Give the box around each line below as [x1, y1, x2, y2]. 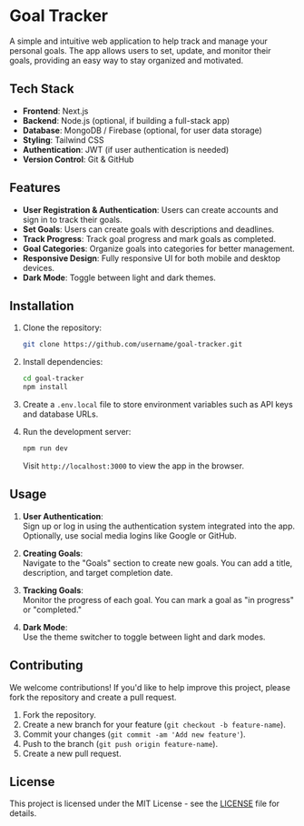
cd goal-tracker [22, 374, 84, 383]
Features [9, 180, 61, 196]
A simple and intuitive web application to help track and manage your [9, 35, 268, 46]
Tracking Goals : [22, 584, 84, 596]
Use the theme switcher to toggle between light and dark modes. [22, 631, 266, 642]
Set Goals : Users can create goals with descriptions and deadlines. [22, 224, 275, 235]
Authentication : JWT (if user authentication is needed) [22, 144, 230, 155]
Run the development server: [22, 427, 132, 437]
